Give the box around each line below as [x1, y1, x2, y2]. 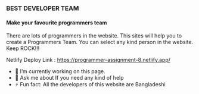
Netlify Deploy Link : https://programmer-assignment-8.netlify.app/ [6, 57, 171, 64]
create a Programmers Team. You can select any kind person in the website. [6, 39, 194, 46]
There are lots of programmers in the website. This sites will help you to [6, 32, 182, 39]
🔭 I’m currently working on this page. [14, 68, 105, 75]
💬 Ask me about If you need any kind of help [14, 74, 124, 82]
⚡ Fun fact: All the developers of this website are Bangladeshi [14, 81, 166, 88]
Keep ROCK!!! [6, 45, 40, 52]
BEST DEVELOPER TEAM [6, 4, 79, 12]
